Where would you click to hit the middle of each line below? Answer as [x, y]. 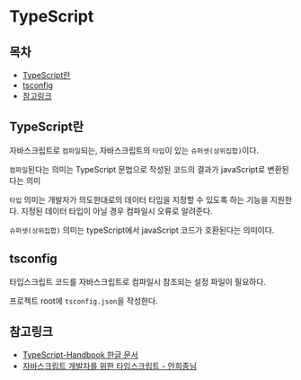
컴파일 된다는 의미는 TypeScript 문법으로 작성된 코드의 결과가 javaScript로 [137, 169]
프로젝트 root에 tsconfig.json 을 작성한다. [84, 300]
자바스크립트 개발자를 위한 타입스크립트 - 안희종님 [110, 367]
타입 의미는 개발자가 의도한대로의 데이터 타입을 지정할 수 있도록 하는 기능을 [139, 199]
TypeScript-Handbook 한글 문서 [80, 355]
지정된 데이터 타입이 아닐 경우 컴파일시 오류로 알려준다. [117, 211]
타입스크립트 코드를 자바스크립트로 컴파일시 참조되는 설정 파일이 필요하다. [138, 281]
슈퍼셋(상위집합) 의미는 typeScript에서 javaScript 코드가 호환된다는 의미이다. [142, 230]
